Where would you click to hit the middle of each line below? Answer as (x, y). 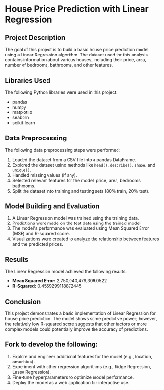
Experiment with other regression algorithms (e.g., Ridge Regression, (82, 366)
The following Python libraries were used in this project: (61, 92)
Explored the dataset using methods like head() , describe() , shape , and (84, 165)
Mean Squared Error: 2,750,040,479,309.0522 (59, 281)
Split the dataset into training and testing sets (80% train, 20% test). (81, 191)
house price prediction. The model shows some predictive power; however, (81, 319)
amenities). (23, 362)
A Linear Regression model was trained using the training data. (75, 218)
